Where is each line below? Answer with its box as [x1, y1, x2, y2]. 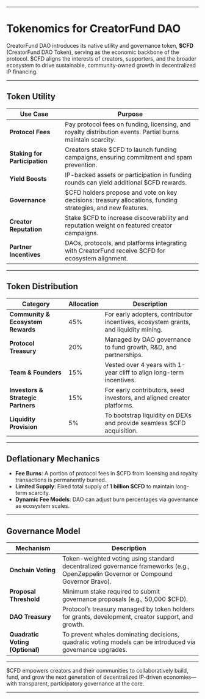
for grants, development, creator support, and [62, 613, 193, 621]
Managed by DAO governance [104, 335, 191, 344]
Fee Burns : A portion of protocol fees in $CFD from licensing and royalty [15, 470, 198, 477]
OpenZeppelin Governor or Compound [62, 570, 173, 578]
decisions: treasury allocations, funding [65, 195, 178, 204]
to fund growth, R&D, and [104, 342, 177, 351]
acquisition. [104, 426, 138, 435]
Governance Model [6, 526, 81, 536]
